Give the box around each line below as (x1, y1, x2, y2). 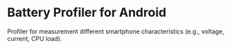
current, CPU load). (7, 34, 62, 42)
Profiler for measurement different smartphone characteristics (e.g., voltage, (7, 27, 225, 35)
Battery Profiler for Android (7, 5, 167, 20)
